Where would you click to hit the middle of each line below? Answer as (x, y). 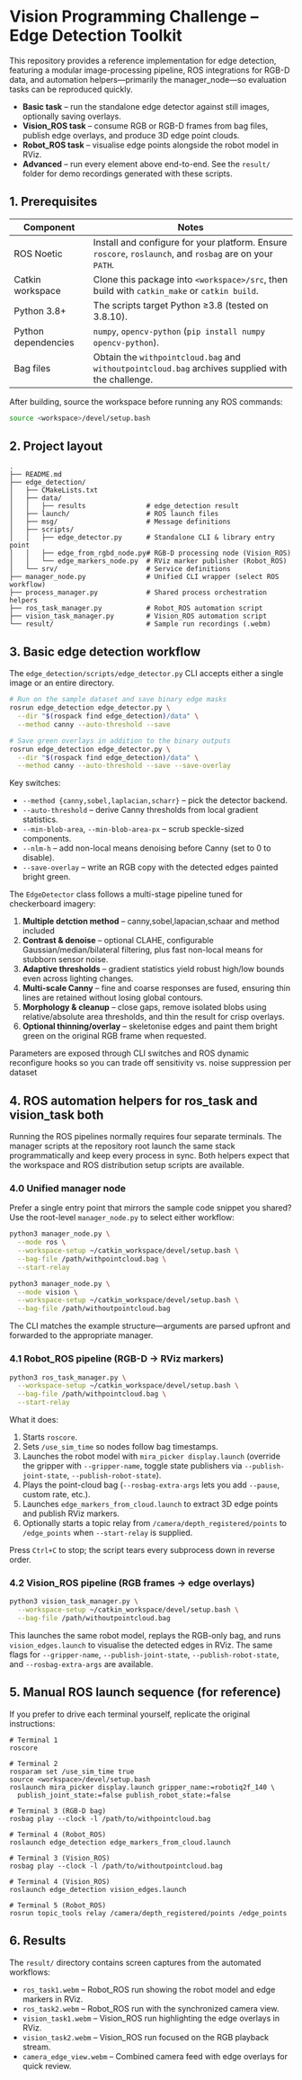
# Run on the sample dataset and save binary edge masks (118, 700)
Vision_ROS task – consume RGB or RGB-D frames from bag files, (145, 125)
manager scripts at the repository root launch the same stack (122, 1146)
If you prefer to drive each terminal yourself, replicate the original (130, 1714)
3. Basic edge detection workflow (105, 652)
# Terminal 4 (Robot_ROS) (58, 1835)
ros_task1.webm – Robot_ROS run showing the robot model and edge (149, 1989)
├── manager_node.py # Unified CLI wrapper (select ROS (144, 577)
